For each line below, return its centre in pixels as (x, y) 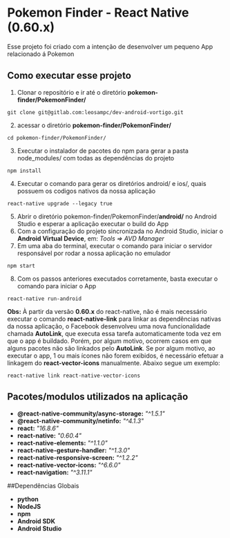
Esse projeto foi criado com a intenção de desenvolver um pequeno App (110, 46)
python (28, 499)
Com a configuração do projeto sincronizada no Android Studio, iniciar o (120, 231)
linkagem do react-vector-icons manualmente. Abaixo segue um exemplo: (114, 363)
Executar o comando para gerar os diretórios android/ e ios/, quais (112, 183)
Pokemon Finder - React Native (98, 13)
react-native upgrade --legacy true (60, 203)
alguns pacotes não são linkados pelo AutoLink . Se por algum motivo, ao (111, 348)
